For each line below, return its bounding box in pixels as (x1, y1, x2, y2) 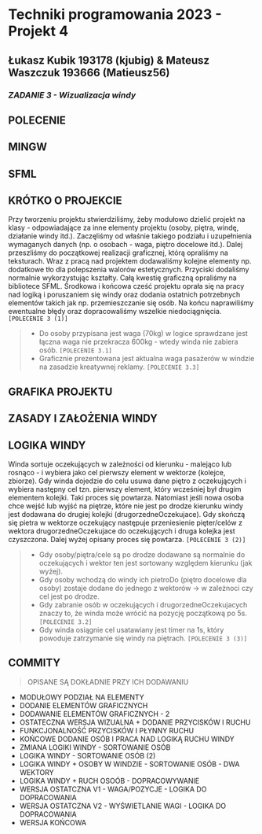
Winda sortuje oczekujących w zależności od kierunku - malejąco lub (8, 459, 232, 469)
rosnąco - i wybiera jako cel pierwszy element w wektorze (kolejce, (8, 468, 226, 478)
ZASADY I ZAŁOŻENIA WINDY (8, 411, 158, 426)
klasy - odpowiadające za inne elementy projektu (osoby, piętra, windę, (8, 223, 239, 233)
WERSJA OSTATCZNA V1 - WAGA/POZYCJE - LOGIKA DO (19, 784, 207, 794)
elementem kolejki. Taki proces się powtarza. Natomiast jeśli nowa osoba (8, 493, 245, 503)
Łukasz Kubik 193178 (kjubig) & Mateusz (8, 54, 210, 67)
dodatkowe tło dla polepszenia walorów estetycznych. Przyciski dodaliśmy (8, 265, 249, 275)
